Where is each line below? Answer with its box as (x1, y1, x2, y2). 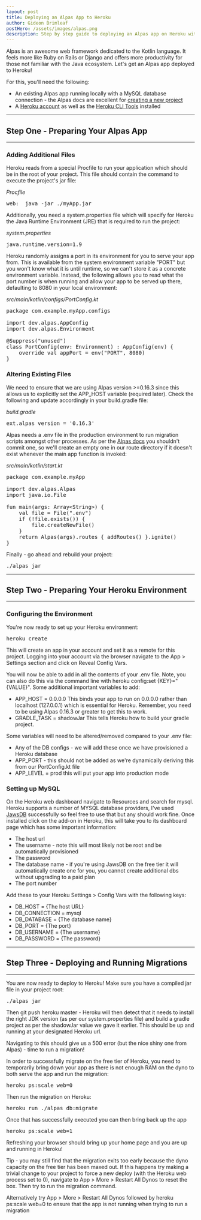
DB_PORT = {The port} (14, 922, 72, 929)
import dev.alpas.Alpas (6, 485, 76, 492)
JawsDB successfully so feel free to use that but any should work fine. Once (6, 811, 195, 818)
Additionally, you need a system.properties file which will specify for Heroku (6, 211, 194, 219)
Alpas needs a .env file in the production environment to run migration (6, 431, 179, 438)
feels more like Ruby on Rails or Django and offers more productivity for (6, 54, 183, 61)
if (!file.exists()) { (19, 515, 86, 522)
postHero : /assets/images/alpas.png (6, 25, 98, 32)
